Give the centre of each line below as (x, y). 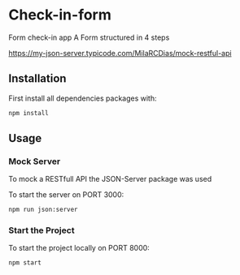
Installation (37, 79)
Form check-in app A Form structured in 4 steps (89, 37)
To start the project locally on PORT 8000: (79, 248)
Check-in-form (60, 15)
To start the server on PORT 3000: (66, 195)
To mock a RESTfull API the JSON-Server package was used (110, 179)
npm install (28, 113)
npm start (25, 263)
